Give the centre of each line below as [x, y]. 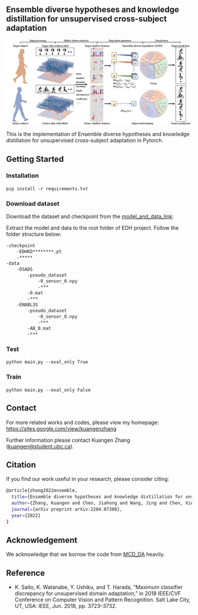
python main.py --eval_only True [47, 362]
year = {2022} [26, 515]
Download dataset [33, 203]
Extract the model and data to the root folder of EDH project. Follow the [93, 228]
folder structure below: [34, 234]
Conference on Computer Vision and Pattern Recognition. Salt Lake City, [103, 600]
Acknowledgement [42, 540]
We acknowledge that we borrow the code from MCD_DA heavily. [85, 554]
